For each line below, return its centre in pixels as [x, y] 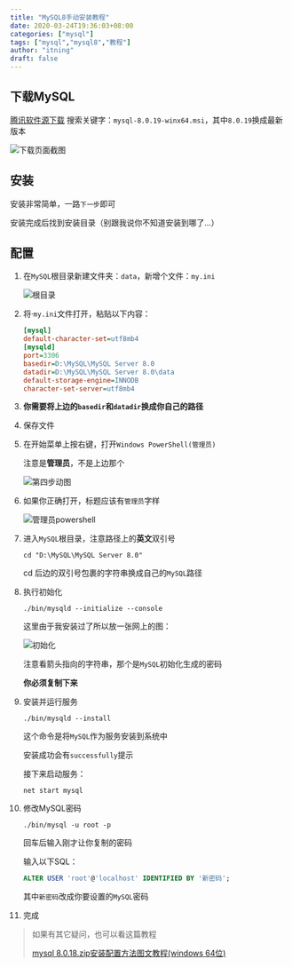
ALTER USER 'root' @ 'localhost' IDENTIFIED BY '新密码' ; [126, 879]
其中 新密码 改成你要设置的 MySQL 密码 [86, 897]
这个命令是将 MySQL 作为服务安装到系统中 [95, 736]
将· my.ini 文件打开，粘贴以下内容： [87, 314]
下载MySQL [43, 97]
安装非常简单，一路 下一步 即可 [63, 203]
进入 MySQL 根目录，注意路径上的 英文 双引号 [99, 539]
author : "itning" [42, 51]
